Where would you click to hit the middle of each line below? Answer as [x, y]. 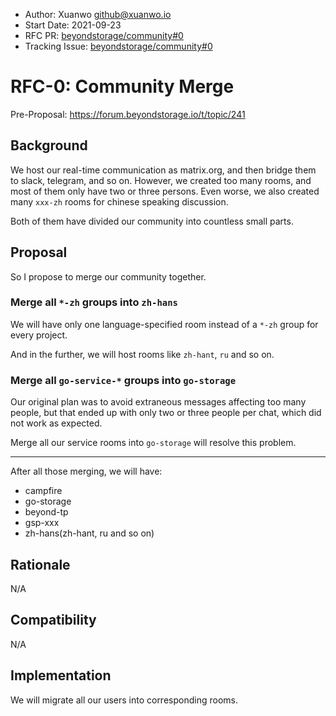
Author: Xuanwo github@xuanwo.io [98, 14]
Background [49, 145]
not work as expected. [56, 423]
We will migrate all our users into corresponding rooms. [124, 700]
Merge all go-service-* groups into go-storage [123, 380]
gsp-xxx [42, 523]
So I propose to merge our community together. [108, 276]
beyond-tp [46, 512]
